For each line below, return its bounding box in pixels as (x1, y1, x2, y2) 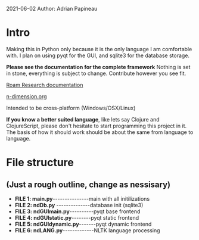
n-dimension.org (6, 92, 47, 100)
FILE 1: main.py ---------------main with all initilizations (14, 195, 150, 202)
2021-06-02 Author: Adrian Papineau (6, 5, 98, 12)
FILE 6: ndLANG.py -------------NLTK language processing (14, 226, 160, 234)
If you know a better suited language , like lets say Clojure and (6, 116, 160, 123)
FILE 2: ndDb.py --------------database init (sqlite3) (14, 201, 144, 208)
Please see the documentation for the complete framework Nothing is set (6, 63, 191, 70)
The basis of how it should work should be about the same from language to (6, 128, 194, 136)
